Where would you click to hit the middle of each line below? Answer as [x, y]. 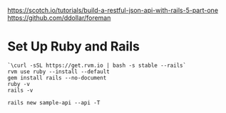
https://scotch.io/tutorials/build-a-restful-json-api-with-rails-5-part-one [113, 10]
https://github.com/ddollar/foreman [59, 18]
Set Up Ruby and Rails [74, 47]
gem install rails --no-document [57, 77]
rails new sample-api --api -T [54, 102]
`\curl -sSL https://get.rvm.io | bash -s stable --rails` [97, 65]
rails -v [20, 90]
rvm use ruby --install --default [59, 71]
